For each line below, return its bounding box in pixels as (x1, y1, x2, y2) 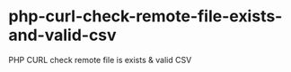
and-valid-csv (8, 25, 118, 45)
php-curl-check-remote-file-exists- (8, 6, 283, 27)
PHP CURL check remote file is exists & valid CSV (8, 54, 192, 65)
